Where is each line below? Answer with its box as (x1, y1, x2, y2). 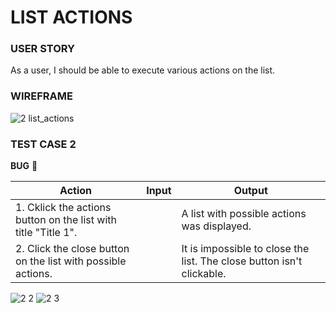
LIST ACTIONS (10, 6, 133, 29)
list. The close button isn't (181, 254, 303, 268)
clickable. (181, 267, 227, 281)
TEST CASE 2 (10, 137, 77, 151)
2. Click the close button (15, 242, 130, 256)
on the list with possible (15, 254, 127, 268)
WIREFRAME (10, 89, 73, 103)
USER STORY (10, 42, 76, 56)
